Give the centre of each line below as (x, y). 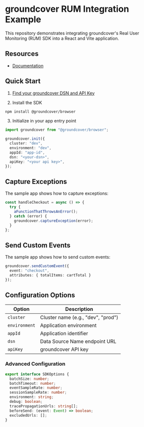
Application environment (68, 325)
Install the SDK (27, 102)
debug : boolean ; (26, 402)
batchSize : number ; (29, 379)
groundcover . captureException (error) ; (54, 221)
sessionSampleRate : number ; (38, 393)
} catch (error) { (29, 216)
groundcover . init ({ (25, 139)
